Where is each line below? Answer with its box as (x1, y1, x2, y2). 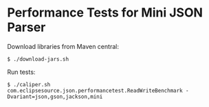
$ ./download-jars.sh (7, 55, 69, 63)
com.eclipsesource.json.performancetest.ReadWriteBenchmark (7, 87, 184, 94)
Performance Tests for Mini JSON (7, 5, 203, 21)
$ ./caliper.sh (7, 81, 51, 88)
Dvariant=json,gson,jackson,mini (7, 93, 103, 100)
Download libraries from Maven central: (7, 42, 119, 50)
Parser (7, 19, 46, 35)
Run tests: (7, 68, 36, 76)
